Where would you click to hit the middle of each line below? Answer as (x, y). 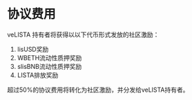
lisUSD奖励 (33, 49)
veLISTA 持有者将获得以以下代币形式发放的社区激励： (83, 34)
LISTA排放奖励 (38, 75)
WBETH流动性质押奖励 (49, 58)
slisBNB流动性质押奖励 (49, 66)
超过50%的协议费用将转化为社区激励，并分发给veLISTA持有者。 (98, 90)
